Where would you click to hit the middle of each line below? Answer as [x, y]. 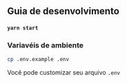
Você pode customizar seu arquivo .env [64, 73]
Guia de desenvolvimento [63, 11]
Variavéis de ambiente [46, 45]
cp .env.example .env [38, 60]
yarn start [23, 28]
